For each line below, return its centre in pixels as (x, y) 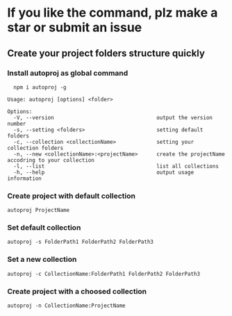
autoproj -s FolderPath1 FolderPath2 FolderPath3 (81, 242)
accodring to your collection (51, 160)
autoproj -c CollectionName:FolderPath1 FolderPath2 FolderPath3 (103, 274)
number (17, 124)
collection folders (35, 148)
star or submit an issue (75, 27)
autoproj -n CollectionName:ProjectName (67, 306)
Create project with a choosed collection (77, 291)
